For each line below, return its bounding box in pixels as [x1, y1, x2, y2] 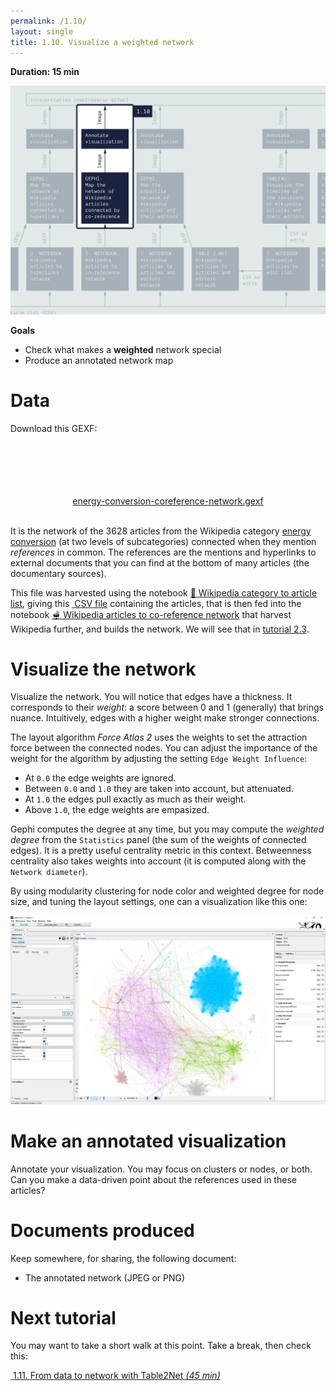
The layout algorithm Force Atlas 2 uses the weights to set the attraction [10, 731, 308, 744]
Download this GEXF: [10, 422, 98, 434]
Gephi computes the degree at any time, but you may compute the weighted [10, 823, 325, 835]
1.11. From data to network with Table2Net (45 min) [12, 1370, 221, 1382]
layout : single [10, 26, 74, 37]
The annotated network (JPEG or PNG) [24, 1271, 186, 1284]
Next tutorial [10, 1306, 117, 1329]
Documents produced [10, 1219, 195, 1242]
